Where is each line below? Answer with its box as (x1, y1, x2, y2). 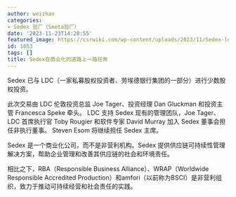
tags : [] (7, 50, 33, 57)
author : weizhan (7, 10, 55, 18)
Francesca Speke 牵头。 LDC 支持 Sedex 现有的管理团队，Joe (15, 108, 195, 116)
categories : (7, 17, 42, 24)
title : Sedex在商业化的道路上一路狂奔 (7, 56, 108, 63)
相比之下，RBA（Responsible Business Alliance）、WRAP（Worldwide (7, 164, 209, 172)
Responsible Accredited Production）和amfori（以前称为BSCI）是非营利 (7, 173, 216, 182)
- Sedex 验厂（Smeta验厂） (7, 23, 80, 30)
